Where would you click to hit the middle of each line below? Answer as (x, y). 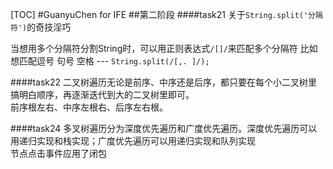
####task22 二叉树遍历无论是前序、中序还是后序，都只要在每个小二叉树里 (164, 82)
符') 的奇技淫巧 (41, 27)
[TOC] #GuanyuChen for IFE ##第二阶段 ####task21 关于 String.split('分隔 (166, 14)
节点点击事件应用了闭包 (58, 153)
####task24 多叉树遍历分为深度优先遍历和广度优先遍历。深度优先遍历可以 (164, 128)
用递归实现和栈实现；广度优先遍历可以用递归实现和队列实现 (133, 141)
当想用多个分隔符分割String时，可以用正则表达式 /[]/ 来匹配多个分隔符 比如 (164, 48)
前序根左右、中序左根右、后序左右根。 (89, 107)
